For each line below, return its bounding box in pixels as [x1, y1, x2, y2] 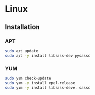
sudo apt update [5, 48, 38, 53]
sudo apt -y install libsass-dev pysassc [5, 53, 91, 58]
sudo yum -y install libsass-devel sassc [5, 85, 91, 90]
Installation [5, 23, 40, 31]
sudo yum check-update [5, 76, 51, 81]
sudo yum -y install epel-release [5, 80, 76, 85]
